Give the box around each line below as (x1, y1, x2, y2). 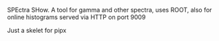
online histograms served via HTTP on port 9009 (7, 13, 146, 21)
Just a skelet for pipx (7, 27, 67, 34)
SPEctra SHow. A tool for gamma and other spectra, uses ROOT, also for (7, 6, 212, 14)
